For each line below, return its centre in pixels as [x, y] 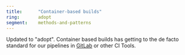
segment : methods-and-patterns [49, 22]
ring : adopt [29, 17]
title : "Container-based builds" [54, 12]
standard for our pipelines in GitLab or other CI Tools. [71, 46]
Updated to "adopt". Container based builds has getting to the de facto [92, 40]
